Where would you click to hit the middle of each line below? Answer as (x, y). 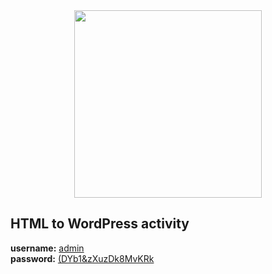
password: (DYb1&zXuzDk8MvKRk (82, 258)
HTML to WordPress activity (100, 224)
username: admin (47, 248)
